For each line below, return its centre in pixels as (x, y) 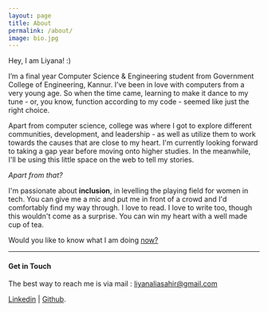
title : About (30, 23)
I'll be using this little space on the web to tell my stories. (101, 160)
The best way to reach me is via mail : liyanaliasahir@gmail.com (113, 284)
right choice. (29, 110)
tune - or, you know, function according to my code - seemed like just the (129, 102)
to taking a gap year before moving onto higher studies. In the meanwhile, (130, 151)
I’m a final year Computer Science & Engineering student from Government (131, 76)
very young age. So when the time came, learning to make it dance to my (128, 94)
